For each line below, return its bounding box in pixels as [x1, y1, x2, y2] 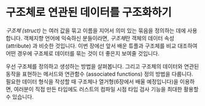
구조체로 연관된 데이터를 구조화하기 [6, 5, 172, 19]
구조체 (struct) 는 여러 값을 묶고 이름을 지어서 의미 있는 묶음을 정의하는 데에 [6, 27, 187, 34]
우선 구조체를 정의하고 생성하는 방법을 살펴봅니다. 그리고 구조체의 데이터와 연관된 [6, 62, 199, 70]
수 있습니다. [6, 93, 34, 101]
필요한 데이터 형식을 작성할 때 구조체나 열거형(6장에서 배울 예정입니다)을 [6, 77, 179, 85]
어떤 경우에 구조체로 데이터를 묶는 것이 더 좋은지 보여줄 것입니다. [6, 49, 160, 57]
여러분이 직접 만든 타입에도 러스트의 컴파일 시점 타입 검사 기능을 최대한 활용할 [14, 85, 199, 93]
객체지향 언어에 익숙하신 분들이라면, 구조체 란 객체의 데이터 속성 [23, 34, 174, 41]
